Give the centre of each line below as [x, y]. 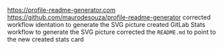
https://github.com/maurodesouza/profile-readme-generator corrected [109, 17]
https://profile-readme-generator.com [61, 10]
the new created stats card [46, 39]
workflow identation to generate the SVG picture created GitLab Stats [106, 24]
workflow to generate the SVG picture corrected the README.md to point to [112, 32]
